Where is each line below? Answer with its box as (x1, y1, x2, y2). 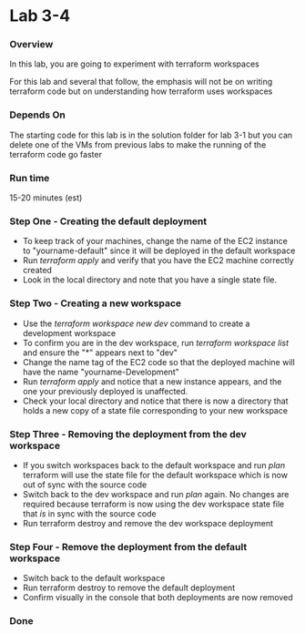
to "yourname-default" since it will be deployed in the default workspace (22, 245, 296, 256)
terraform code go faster (9, 148, 103, 159)
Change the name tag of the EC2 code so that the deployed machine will (22, 356, 296, 367)
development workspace (22, 327, 117, 338)
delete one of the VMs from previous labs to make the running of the (9, 138, 267, 150)
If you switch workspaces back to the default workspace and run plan (22, 459, 285, 470)
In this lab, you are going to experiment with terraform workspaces (9, 58, 259, 69)
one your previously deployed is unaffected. (22, 385, 188, 396)
